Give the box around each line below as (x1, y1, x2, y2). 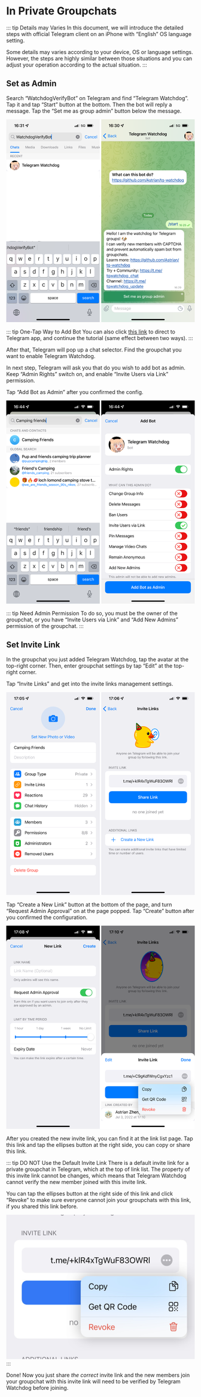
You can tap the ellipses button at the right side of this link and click (6, 1189, 173, 1197)
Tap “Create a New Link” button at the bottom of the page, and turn (6, 901, 172, 908)
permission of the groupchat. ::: (6, 622, 84, 629)
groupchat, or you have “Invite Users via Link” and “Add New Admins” (6, 616, 178, 623)
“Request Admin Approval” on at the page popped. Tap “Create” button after (6, 908, 194, 915)
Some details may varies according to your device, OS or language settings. (6, 48, 193, 55)
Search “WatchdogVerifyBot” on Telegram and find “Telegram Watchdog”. (6, 94, 188, 101)
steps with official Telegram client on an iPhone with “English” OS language (6, 30, 192, 37)
